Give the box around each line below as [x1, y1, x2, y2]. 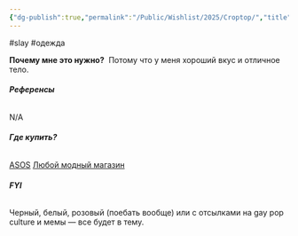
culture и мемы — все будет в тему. [9, 216, 145, 227]
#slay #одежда [9, 37, 66, 48]
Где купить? [9, 132, 58, 143]
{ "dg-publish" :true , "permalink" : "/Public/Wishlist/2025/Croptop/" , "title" [9, 12, 292, 22]
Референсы [9, 84, 55, 95]
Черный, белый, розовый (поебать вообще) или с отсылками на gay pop [9, 208, 284, 218]
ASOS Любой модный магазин [9, 160, 126, 170]
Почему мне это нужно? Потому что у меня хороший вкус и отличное [9, 54, 281, 65]
